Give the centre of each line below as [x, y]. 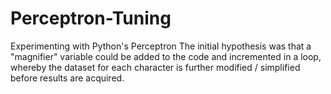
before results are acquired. [67, 78]
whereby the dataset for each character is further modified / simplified [155, 67]
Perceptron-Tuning [91, 18]
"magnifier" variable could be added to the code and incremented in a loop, [166, 56]
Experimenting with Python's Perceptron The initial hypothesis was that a [161, 46]
